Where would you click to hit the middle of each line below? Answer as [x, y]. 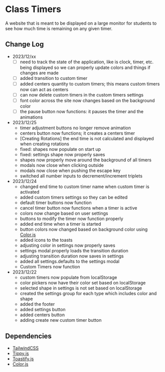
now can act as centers [44, 89]
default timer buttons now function [56, 203]
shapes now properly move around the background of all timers [86, 160]
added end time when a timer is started [60, 224]
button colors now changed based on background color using [84, 229]
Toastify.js [23, 358]
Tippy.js [21, 353]
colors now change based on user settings [64, 213]
